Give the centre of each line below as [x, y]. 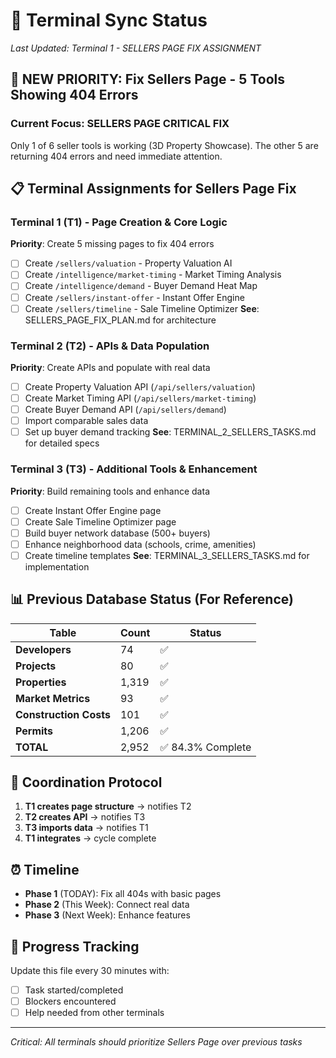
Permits [34, 731]
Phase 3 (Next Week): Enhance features [107, 915]
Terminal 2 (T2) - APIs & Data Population [110, 346]
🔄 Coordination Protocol [86, 782]
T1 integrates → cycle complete [90, 838]
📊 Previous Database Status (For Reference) [152, 599]
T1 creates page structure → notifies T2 [108, 806]
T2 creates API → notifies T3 [85, 817]
